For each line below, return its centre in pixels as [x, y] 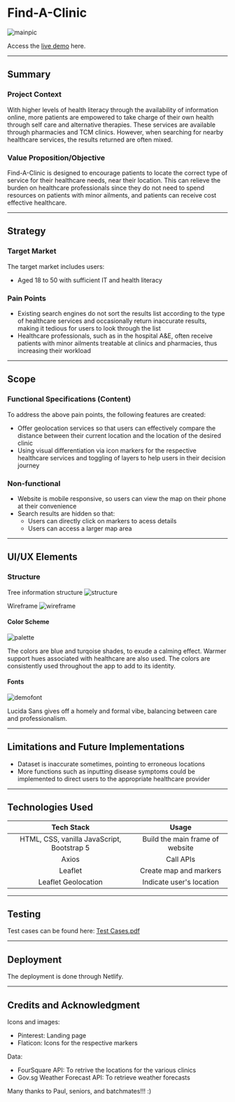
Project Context [34, 95]
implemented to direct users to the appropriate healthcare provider [114, 778]
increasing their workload [54, 350]
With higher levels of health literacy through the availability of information [113, 109]
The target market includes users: [56, 266]
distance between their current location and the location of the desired [119, 435]
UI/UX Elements [43, 557]
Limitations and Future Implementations [96, 747]
